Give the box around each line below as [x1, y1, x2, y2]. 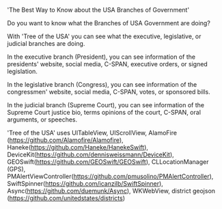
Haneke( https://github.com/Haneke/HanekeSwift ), [7, 143, 149, 151]
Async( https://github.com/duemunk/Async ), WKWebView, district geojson [7, 187, 216, 195]
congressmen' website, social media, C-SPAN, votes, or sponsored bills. [7, 88, 210, 96]
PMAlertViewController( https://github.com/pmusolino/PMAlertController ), [7, 172, 214, 180]
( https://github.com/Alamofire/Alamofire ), [7, 136, 124, 144]
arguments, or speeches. [7, 115, 78, 124]
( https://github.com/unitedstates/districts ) [7, 194, 125, 202]
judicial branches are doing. [7, 40, 85, 47]
